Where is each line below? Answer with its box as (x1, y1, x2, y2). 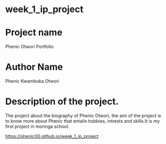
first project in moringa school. (5, 123, 70, 129)
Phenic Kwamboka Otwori (5, 78, 59, 84)
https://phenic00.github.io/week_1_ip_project (5, 133, 99, 139)
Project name (5, 27, 62, 39)
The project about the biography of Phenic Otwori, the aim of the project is (5, 113, 161, 119)
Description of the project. (5, 96, 119, 107)
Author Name (5, 61, 63, 73)
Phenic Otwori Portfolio (5, 44, 54, 50)
